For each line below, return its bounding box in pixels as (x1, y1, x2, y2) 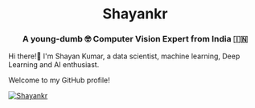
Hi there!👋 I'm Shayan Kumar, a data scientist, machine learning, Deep (8, 51, 241, 61)
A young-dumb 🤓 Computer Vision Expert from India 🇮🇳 (22, 34, 249, 45)
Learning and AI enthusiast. (8, 60, 100, 70)
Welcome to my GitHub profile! (8, 75, 110, 85)
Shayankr (102, 5, 168, 23)
